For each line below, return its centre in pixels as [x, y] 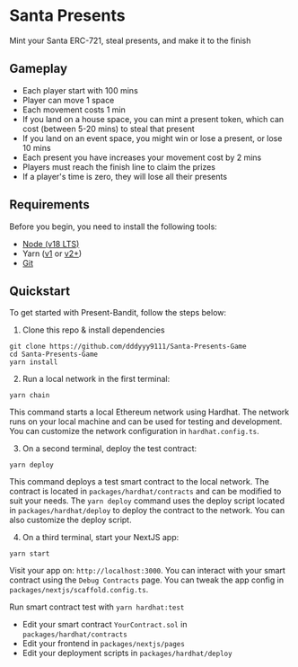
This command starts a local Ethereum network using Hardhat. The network [149, 412]
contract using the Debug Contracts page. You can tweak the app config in [147, 580]
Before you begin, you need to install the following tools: [113, 227]
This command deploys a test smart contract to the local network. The [139, 482]
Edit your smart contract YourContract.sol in [105, 625]
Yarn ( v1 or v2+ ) [52, 253]
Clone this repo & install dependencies [93, 330]
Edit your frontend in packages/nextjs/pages [104, 644]
